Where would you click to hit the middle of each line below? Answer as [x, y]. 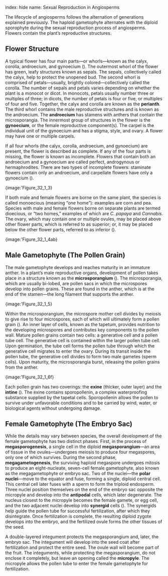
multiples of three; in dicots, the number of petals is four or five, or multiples [84, 98]
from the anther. [22, 367]
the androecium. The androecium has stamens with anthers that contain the [84, 114]
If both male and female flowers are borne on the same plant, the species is [83, 197]
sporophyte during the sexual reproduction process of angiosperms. [76, 28]
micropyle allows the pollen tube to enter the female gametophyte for [76, 563]
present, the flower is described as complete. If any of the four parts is [78, 151]
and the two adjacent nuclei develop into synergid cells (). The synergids [81, 505]
